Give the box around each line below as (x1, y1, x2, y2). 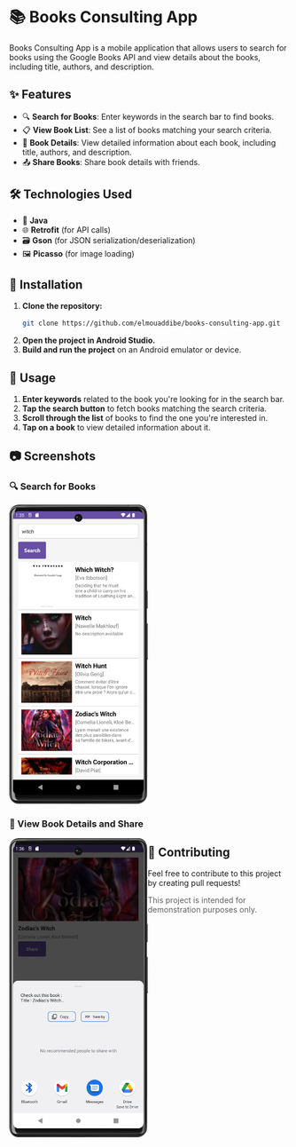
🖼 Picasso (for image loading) (21, 248, 135, 258)
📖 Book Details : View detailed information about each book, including (21, 137, 277, 147)
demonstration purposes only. (147, 905, 257, 915)
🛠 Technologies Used (9, 187, 133, 202)
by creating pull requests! (147, 878, 241, 889)
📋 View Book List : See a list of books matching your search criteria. (21, 124, 272, 135)
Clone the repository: (21, 301, 103, 312)
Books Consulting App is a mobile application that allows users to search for (9, 42, 287, 53)
